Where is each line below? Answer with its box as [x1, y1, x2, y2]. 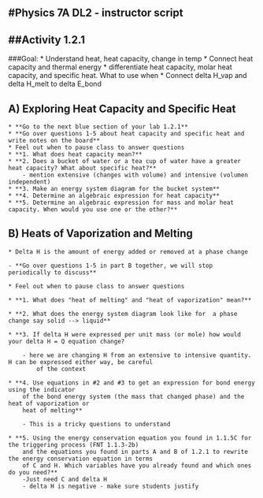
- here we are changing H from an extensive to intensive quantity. [22, 351, 252, 359]
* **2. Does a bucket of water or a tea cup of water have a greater [8, 158, 242, 165]
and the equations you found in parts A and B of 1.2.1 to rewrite [22, 448, 248, 455]
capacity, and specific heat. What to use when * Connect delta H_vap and [8, 71, 247, 80]
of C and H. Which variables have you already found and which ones [22, 461, 252, 470]
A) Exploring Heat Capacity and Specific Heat [8, 102, 236, 115]
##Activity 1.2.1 [8, 33, 85, 46]
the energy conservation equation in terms [8, 455, 154, 463]
